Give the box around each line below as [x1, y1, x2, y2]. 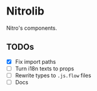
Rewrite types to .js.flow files [15, 72, 92, 79]
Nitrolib [6, 4, 44, 18]
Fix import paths [15, 58, 56, 65]
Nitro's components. [6, 24, 58, 32]
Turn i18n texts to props [15, 65, 75, 72]
